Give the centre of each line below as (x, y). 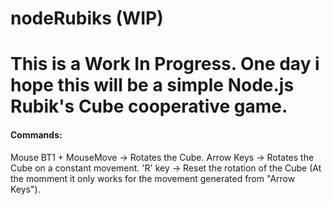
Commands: (36, 134)
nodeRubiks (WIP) (87, 18)
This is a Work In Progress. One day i (165, 64)
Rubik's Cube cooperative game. (149, 106)
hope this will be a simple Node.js (152, 85)
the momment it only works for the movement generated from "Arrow (153, 178)
